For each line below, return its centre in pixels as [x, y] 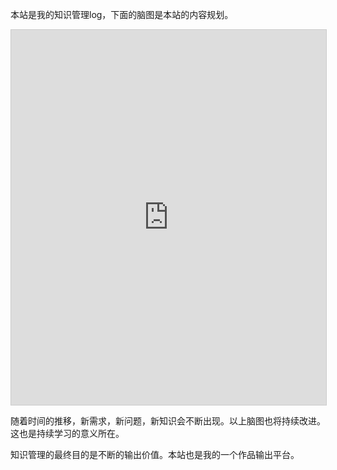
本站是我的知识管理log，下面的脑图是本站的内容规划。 [122, 14]
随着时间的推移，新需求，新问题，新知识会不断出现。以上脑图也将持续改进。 [168, 421]
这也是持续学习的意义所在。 [67, 433]
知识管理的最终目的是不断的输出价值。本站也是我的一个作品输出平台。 [155, 454]
